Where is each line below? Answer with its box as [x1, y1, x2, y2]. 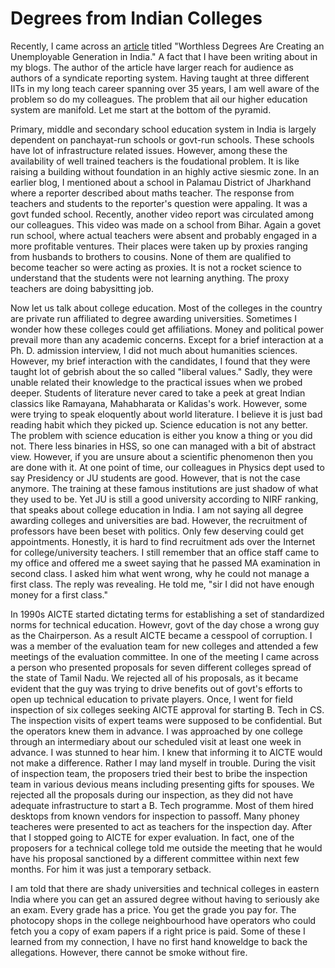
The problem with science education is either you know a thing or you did [10, 429, 313, 441]
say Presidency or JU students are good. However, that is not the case [10, 472, 301, 484]
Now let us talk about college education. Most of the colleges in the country [10, 302, 323, 314]
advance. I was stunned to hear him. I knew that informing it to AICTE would [10, 746, 323, 758]
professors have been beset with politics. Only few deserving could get [10, 525, 305, 537]
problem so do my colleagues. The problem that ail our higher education [10, 93, 308, 105]
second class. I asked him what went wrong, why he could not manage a [10, 567, 310, 579]
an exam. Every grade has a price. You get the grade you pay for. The [10, 903, 297, 916]
